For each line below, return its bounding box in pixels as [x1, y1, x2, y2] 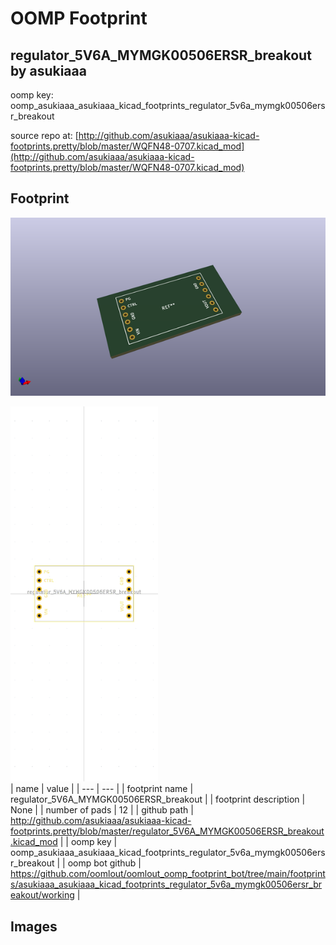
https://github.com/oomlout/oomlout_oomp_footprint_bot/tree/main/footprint [10, 868, 326, 880]
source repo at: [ [10, 130, 79, 141]
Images [10, 918, 58, 935]
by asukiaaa [10, 62, 87, 79]
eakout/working [10, 889, 75, 901]
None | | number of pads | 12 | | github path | [10, 804, 194, 816]
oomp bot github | [67, 857, 142, 869]
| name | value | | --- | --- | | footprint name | [10, 783, 194, 795]
